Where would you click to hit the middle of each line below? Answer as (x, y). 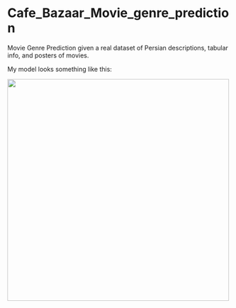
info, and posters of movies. (48, 55)
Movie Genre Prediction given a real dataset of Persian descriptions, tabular (118, 48)
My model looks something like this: (60, 69)
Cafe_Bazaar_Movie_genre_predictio (118, 13)
